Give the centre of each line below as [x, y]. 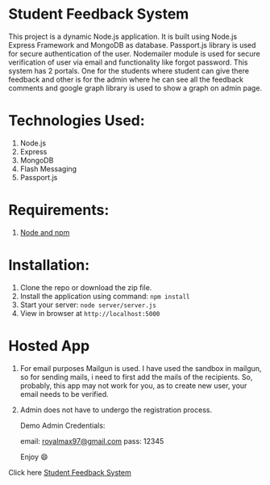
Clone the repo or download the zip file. [86, 287]
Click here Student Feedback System [70, 472]
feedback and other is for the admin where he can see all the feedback [126, 79]
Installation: [49, 265]
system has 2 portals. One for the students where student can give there [129, 70]
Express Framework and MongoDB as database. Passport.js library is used [132, 44]
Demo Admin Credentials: [62, 425]
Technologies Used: [77, 121]
